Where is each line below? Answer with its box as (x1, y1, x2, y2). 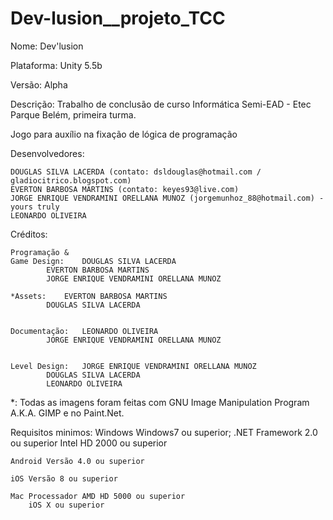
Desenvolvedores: (10, 147, 85, 159)
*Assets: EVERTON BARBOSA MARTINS (10, 291, 168, 301)
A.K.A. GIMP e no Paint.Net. (10, 407, 125, 419)
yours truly (10, 202, 60, 212)
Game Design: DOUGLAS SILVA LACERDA (10, 256, 177, 266)
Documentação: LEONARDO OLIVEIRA (10, 326, 159, 336)
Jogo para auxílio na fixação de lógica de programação (10, 128, 238, 140)
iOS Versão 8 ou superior (10, 473, 118, 484)
